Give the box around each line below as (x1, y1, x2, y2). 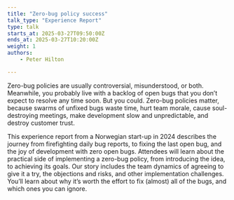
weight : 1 (7, 43, 36, 50)
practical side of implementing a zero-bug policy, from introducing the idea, (7, 154, 226, 163)
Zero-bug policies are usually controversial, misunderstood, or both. (7, 81, 204, 90)
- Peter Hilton (20, 56, 64, 63)
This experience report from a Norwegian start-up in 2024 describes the (7, 132, 217, 140)
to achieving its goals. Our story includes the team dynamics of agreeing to (7, 162, 224, 171)
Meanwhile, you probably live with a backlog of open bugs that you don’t (7, 88, 218, 97)
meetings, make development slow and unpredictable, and (39, 111, 209, 119)
